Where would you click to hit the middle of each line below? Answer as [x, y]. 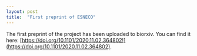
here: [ [14, 40]
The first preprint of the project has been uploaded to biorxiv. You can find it [98, 34]
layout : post [22, 11]
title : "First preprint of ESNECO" [51, 17]
